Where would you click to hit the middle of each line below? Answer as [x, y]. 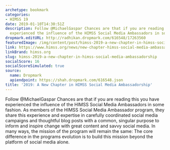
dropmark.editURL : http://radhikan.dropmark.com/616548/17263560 [75, 38]
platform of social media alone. [37, 142]
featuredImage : [21, 43]
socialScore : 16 [22, 61]
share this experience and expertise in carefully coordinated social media [82, 115]
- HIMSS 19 [17, 19]
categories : [18, 15]
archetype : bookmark [27, 10]
